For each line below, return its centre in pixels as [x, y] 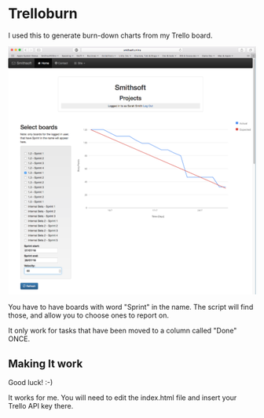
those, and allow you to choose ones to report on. [88, 315]
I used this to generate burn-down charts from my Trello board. [110, 35]
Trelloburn [43, 14]
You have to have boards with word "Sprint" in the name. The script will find [131, 307]
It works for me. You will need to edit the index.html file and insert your [123, 398]
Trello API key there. [41, 406]
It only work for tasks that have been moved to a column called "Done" [123, 331]
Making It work [46, 363]
